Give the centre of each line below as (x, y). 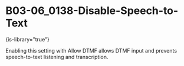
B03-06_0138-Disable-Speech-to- (92, 11)
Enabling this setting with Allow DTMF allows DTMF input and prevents (91, 50)
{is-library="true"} (27, 39)
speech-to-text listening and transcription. (57, 57)
